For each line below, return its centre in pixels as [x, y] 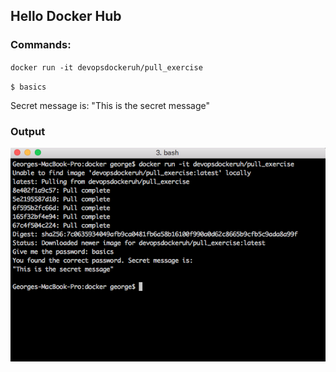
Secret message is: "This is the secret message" [110, 105]
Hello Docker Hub [66, 16]
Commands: [41, 45]
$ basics [28, 87]
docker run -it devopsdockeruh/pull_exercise [106, 67]
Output [28, 131]
